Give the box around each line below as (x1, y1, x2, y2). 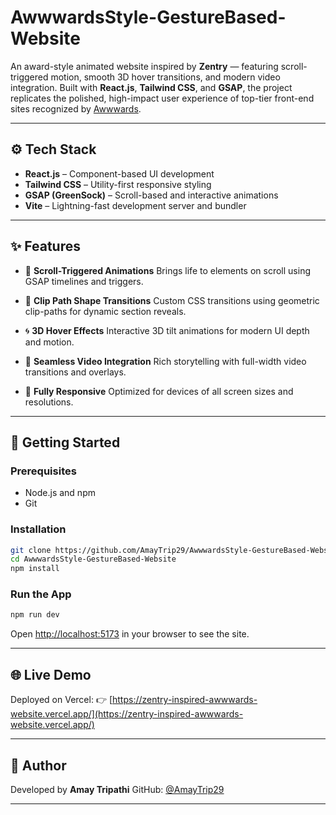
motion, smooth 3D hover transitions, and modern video (50, 71, 281, 83)
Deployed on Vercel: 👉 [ (10, 694, 113, 706)
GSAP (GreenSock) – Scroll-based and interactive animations (24, 189, 279, 201)
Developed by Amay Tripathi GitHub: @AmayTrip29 (10, 783, 225, 795)
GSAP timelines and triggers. (24, 275, 144, 287)
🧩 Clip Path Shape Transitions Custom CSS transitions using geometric (24, 294, 320, 306)
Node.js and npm (24, 487, 96, 499)
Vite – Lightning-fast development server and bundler (24, 199, 247, 211)
